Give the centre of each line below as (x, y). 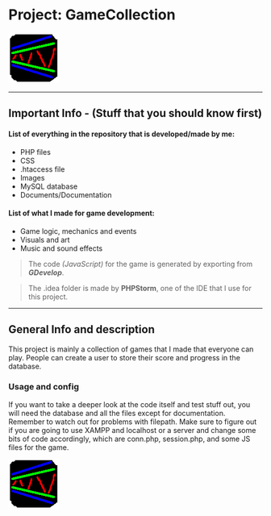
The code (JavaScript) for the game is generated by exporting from (140, 264)
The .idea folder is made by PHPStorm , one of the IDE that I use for (140, 288)
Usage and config (44, 387)
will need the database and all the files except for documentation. (117, 413)
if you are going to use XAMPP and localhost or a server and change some (132, 430)
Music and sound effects (61, 248)
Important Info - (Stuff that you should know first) (135, 113)
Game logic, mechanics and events (78, 231)
